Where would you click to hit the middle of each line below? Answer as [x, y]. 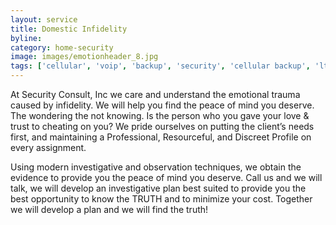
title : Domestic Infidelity [69, 29]
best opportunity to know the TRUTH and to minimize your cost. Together [161, 199]
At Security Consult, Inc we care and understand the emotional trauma [155, 94]
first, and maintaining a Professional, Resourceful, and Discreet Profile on [161, 137]
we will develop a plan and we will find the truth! [109, 209]
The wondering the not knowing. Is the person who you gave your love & [160, 115]
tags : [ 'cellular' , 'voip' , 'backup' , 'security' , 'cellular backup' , [160, 66]
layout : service [44, 19]
